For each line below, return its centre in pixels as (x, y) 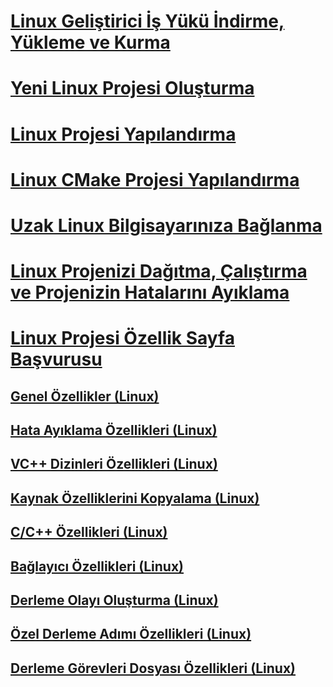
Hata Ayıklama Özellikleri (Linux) (114, 430)
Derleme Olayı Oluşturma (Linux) (114, 600)
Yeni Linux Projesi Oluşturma (132, 88)
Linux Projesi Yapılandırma (123, 134)
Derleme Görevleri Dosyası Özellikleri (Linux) (153, 668)
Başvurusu (56, 359)
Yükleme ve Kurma (90, 42)
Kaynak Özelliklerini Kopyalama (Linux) (135, 498)
